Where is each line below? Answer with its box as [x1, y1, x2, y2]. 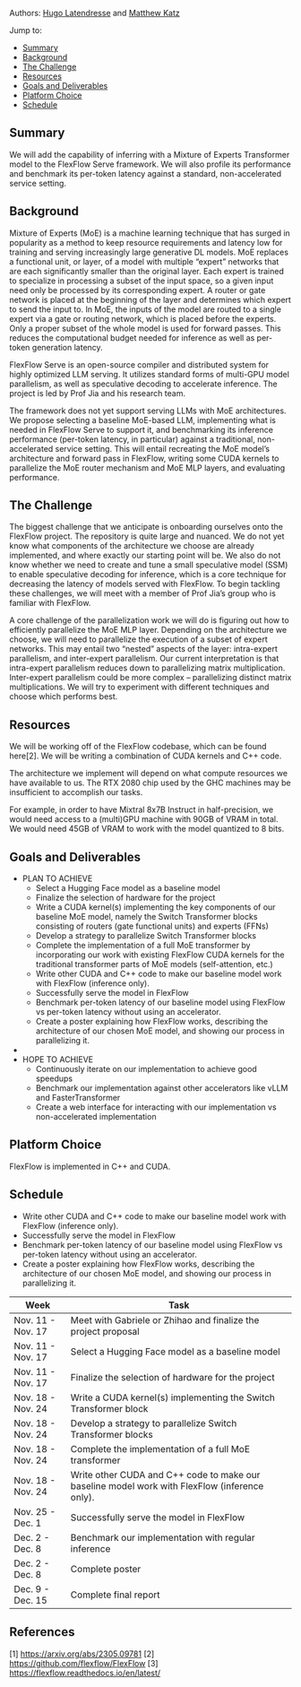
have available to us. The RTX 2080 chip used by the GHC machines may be [9, 777, 291, 788]
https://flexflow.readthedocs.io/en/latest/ [9, 1667, 161, 1678]
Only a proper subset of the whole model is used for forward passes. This [9, 323, 281, 333]
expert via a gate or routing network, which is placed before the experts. [9, 313, 277, 324]
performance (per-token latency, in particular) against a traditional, [9, 434, 255, 445]
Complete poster [70, 1562, 142, 1575]
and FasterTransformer [35, 1093, 121, 1103]
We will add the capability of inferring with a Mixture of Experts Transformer [9, 149, 290, 160]
